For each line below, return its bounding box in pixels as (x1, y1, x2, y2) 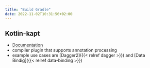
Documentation (12, 42, 43, 48)
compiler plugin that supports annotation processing (12, 47, 117, 53)
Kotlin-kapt (5, 29, 40, 38)
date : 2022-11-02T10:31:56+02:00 (5, 12, 73, 16)
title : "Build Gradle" (5, 7, 51, 12)
